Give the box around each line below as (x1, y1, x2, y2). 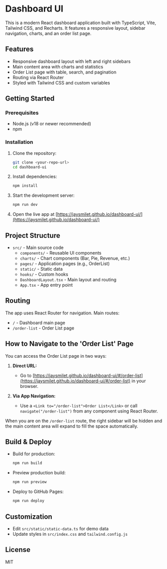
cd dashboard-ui (12, 165, 47, 170)
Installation (5, 139, 34, 146)
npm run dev (12, 202, 38, 207)
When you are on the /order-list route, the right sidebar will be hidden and (5, 418, 162, 424)
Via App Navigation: (12, 393, 56, 399)
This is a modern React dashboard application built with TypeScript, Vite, (5, 20, 156, 26)
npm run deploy (12, 499, 45, 504)
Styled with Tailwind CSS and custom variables (12, 79, 110, 86)
